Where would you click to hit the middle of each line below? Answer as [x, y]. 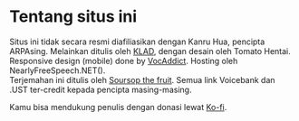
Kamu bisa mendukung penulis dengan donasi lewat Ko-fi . [118, 107]
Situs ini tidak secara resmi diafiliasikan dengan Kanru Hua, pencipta [137, 42]
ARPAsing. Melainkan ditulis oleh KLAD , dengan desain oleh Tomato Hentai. [150, 51]
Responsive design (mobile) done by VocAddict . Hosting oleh [124, 60]
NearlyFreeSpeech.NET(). [58, 70]
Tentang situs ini [73, 17]
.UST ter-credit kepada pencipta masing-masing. [101, 89]
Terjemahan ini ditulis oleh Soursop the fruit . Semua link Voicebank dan [142, 79]
